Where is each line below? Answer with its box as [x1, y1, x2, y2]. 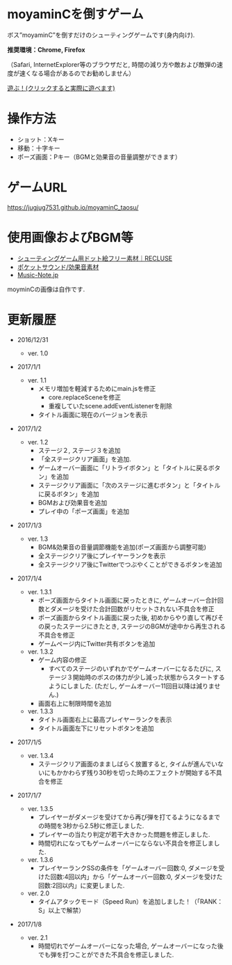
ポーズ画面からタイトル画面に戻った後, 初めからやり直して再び [38, 613, 218, 622]
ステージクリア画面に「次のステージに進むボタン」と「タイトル [38, 481, 221, 489]
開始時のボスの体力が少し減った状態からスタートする [72, 673, 225, 681]
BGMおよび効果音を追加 [38, 498, 108, 507]
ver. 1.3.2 [27, 647, 53, 656]
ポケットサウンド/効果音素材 [17, 263, 99, 271]
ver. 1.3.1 [27, 587, 52, 596]
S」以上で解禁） [38, 906, 85, 914]
